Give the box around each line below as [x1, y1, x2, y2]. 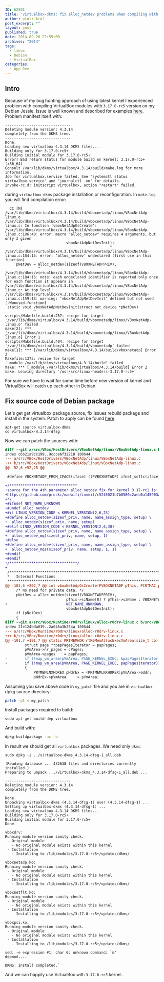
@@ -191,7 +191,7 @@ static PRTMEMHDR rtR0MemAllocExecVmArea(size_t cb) [5, 638, 159, 643]
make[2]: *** [5, 326, 32, 331]
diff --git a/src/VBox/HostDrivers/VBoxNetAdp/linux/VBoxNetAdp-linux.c [5, 447, 156, 452]
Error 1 [24, 334, 41, 340]
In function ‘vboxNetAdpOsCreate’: [24, 223, 97, 228]
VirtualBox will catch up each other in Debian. [5, 383, 97, 389]
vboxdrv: [5, 830, 23, 835]
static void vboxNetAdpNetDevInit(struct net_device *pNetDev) [7, 304, 139, 309]
